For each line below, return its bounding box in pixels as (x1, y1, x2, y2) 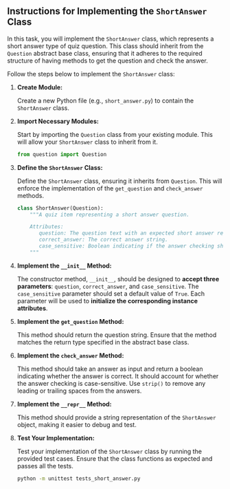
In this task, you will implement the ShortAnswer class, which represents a (7, 34, 214, 43)
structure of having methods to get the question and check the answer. (7, 56, 208, 65)
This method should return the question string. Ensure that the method (16, 330, 217, 339)
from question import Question (16, 151, 107, 157)
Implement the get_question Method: (16, 317, 124, 325)
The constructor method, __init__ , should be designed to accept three (16, 274, 220, 283)
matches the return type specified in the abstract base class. (16, 338, 189, 346)
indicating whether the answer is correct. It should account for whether (16, 371, 219, 380)
